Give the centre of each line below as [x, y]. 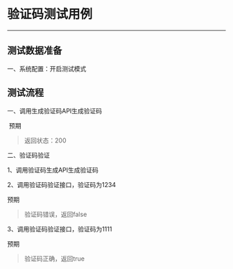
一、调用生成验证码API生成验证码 [55, 111]
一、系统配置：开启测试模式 [47, 68]
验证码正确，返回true [54, 259]
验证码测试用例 [50, 14]
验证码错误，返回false [55, 214]
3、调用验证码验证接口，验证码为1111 [60, 229]
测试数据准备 [35, 50]
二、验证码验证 [28, 155]
